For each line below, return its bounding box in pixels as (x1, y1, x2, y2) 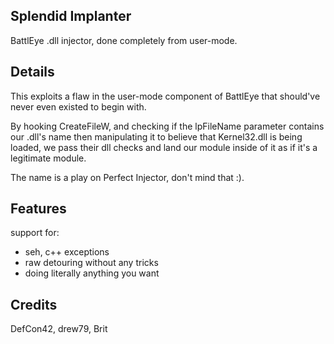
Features (10, 200, 67, 218)
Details (10, 64, 55, 81)
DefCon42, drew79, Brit (10, 323, 108, 335)
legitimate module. (10, 152, 87, 164)
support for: (10, 227, 60, 239)
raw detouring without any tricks (24, 257, 159, 269)
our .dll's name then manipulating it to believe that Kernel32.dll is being (10, 130, 303, 143)
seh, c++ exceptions (24, 246, 110, 258)
